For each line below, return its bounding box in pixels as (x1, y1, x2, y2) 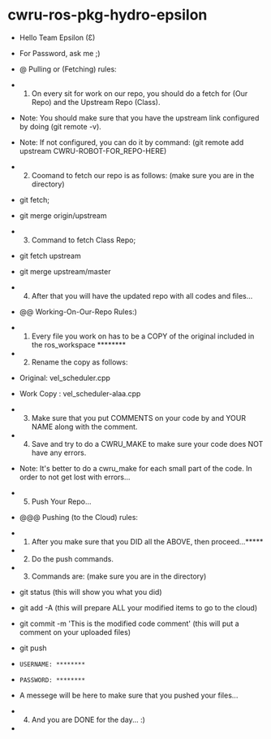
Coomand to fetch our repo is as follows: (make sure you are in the (31, 170, 255, 180)
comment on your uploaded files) (19, 627, 131, 636)
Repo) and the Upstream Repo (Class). (31, 97, 161, 107)
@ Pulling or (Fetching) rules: (19, 63, 117, 74)
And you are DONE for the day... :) (31, 715, 145, 724)
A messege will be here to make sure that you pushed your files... (19, 690, 239, 700)
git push (19, 643, 47, 653)
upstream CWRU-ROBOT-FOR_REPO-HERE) (19, 146, 167, 155)
